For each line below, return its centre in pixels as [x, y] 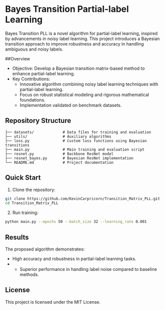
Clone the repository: [34, 190]
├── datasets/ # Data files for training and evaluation [78, 132]
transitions [17, 145]
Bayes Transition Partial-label [67, 9]
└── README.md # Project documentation [59, 162]
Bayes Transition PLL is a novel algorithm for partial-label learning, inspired [82, 33]
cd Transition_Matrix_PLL [32, 203]
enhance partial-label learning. [43, 73]
